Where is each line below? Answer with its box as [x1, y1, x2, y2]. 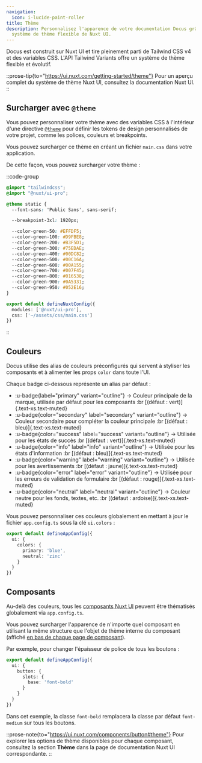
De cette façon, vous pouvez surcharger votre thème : [6, 161, 140, 168]
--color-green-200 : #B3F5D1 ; [11, 239, 85, 246]
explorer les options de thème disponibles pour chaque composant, [6, 737, 174, 744]
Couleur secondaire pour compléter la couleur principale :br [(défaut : [14, 417, 188, 425]
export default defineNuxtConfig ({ [6, 301, 96, 307]
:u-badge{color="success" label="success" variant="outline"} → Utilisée [14, 431, 196, 438]
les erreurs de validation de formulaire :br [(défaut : [14, 475, 142, 483]
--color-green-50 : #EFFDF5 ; [11, 229, 82, 235]
